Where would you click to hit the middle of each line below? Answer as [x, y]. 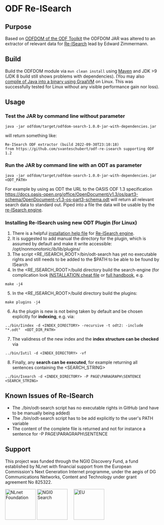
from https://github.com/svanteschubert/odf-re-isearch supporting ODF [80, 149]
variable [20, 423]
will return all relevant [132, 199]
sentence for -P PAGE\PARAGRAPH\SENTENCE [60, 434]
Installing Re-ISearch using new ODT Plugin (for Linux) [71, 223]
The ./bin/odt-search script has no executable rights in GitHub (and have [85, 408]
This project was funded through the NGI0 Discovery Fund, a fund [72, 461]
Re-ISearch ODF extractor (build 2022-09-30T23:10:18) [62, 145]
